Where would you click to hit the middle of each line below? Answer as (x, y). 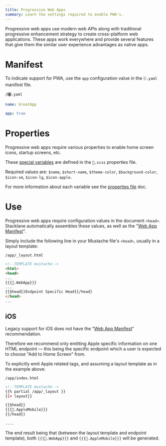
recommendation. (23, 334)
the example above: (25, 369)
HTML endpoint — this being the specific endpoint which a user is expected (83, 348)
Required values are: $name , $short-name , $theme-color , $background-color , (82, 172)
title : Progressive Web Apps (35, 10)
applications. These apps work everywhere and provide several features (80, 39)
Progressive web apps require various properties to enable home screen (80, 147)
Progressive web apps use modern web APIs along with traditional (73, 28)
